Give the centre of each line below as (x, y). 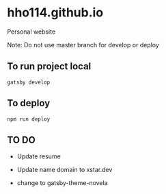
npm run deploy (29, 119)
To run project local (49, 66)
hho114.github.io (55, 13)
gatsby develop (29, 82)
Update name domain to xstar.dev (65, 170)
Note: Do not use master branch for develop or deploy (83, 45)
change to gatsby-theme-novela (62, 183)
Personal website (31, 32)
